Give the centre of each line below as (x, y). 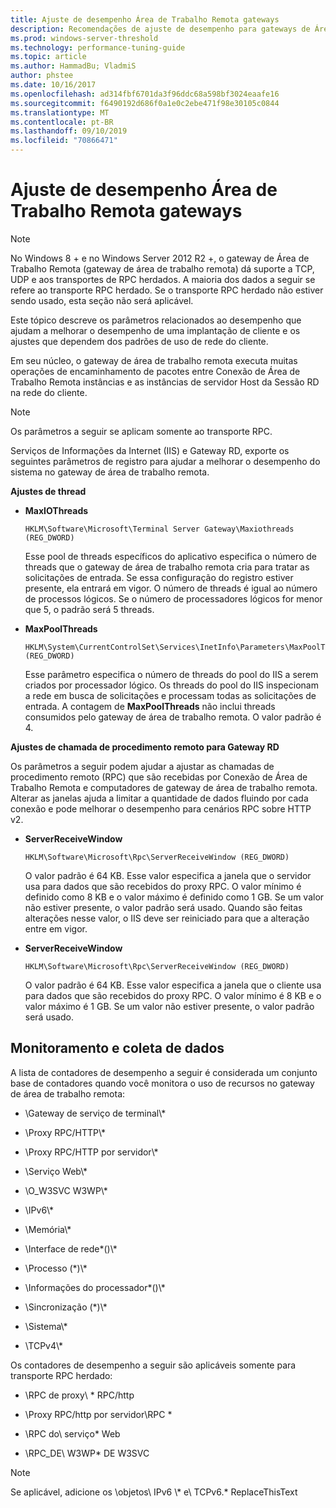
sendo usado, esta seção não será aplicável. (102, 300)
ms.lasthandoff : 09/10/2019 (69, 131)
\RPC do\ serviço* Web (72, 1433)
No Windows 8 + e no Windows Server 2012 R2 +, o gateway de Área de (160, 258)
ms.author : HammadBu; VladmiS (73, 66)
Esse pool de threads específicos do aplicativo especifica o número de (170, 556)
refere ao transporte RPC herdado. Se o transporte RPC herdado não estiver (167, 290)
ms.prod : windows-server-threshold (84, 38)
